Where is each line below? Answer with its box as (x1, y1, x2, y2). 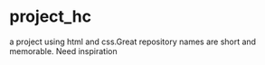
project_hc (9, 6, 92, 27)
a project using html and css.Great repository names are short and (9, 36, 256, 47)
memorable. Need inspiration (9, 45, 118, 56)
